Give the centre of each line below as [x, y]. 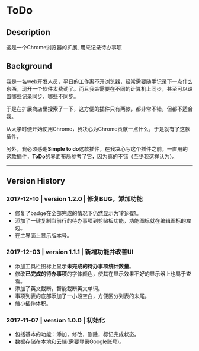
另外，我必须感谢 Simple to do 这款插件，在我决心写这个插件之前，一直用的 [97, 148]
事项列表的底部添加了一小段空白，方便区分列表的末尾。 [82, 296]
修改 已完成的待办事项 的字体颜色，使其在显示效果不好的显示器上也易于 [100, 273]
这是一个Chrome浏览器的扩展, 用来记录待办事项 [64, 47]
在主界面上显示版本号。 [43, 235]
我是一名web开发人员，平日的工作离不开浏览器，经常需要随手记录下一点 [94, 81]
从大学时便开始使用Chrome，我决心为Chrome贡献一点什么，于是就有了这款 [98, 129]
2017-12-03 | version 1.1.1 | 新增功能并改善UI [70, 252]
